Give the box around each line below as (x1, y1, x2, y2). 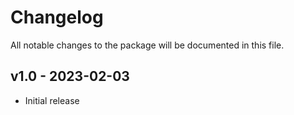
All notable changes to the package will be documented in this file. (10, 39, 285, 51)
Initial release (24, 94, 80, 106)
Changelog (10, 6, 104, 29)
